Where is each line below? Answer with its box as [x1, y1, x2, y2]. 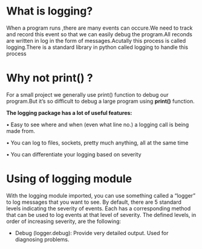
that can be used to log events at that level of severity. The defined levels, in [6, 211, 197, 218]
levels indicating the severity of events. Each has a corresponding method [6, 204, 191, 212]
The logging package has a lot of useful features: [6, 109, 132, 116]
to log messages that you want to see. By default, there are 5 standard [6, 198, 181, 205]
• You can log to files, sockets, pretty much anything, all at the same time [6, 139, 189, 146]
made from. [6, 127, 35, 134]
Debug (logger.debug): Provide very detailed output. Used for [15, 229, 169, 236]
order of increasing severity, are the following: [6, 218, 122, 225]
